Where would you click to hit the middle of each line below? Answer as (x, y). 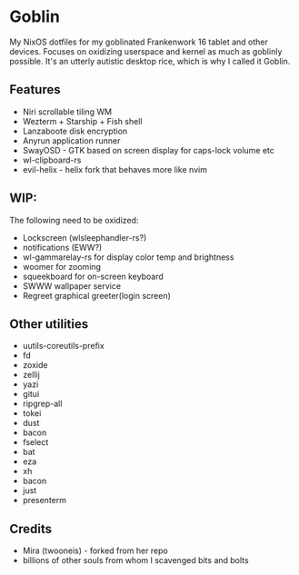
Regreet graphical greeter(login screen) (96, 295)
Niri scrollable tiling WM (67, 112)
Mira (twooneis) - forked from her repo (95, 550)
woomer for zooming (62, 266)
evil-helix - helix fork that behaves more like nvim (115, 169)
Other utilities (49, 324)
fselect (35, 442)
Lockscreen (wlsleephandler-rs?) (85, 237)
